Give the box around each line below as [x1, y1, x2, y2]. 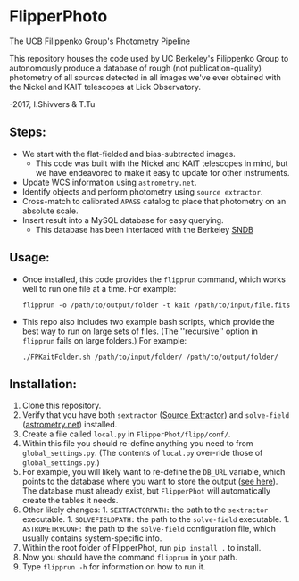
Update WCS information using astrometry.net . [21, 177, 197, 187]
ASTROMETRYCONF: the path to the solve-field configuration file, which [21, 524, 277, 535]
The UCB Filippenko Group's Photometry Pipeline [9, 36, 190, 46]
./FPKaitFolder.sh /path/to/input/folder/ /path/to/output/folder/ [21, 353, 278, 361]
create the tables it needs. [21, 495, 119, 506]
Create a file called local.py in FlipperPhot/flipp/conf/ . [21, 428, 231, 439]
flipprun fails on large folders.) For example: [21, 335, 187, 345]
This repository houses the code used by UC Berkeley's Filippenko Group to [9, 53, 289, 63]
